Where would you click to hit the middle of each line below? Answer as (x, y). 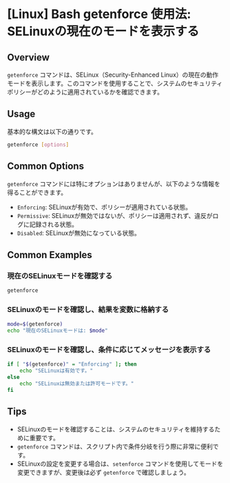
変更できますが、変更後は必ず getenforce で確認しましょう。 (104, 472)
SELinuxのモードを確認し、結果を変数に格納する (88, 309)
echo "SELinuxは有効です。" (56, 371)
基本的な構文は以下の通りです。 (52, 131)
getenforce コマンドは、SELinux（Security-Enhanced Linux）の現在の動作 (113, 75)
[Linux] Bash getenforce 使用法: (99, 14)
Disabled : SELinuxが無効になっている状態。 (79, 233)
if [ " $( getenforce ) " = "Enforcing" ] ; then (72, 364)
